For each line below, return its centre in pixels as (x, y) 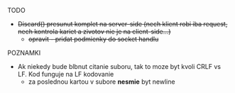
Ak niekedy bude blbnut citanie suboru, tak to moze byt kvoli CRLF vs (119, 66)
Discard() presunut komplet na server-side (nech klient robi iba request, (122, 24)
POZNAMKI (24, 53)
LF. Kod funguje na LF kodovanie (66, 74)
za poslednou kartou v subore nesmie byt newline (102, 82)
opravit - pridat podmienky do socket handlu (93, 39)
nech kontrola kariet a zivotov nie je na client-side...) (94, 32)
